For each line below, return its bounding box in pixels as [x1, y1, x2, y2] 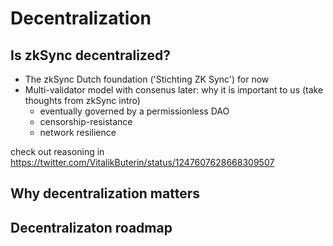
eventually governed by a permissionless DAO [39, 105, 230, 117]
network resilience [39, 127, 117, 138]
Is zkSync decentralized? [10, 47, 171, 64]
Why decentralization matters [10, 185, 200, 202]
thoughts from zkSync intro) [24, 95, 141, 106]
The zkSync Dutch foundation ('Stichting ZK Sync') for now [24, 73, 270, 85]
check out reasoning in [10, 146, 105, 157]
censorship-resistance [39, 116, 133, 127]
